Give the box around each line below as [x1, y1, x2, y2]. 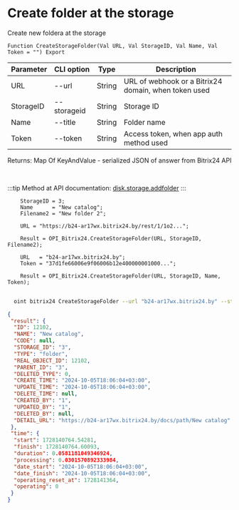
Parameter [11, 64, 48, 74]
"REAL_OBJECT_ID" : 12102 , [14, 357, 91, 364]
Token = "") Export [7, 49, 65, 56]
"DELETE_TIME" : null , [14, 390, 78, 397]
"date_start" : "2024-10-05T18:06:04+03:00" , [14, 463, 148, 470]
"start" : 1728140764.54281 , [14, 437, 97, 444]
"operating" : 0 [14, 483, 59, 490]
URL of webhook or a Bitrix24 [123, 76, 223, 86]
